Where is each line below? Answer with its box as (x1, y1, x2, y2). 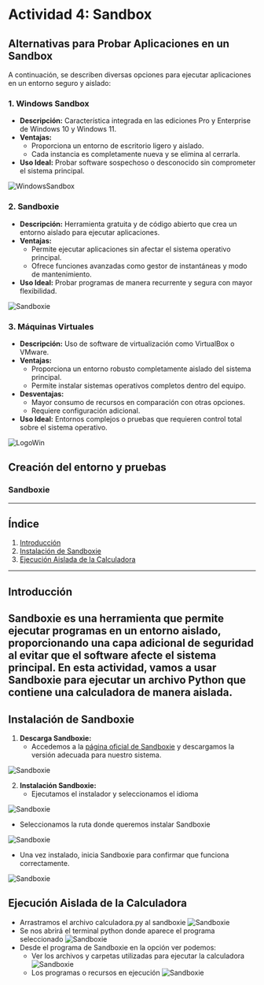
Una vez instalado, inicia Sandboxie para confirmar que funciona (19, 849, 229, 860)
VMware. (19, 347, 49, 356)
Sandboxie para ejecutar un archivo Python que (8, 674, 246, 687)
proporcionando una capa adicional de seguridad (8, 637, 254, 650)
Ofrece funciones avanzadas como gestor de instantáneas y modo (31, 261, 247, 270)
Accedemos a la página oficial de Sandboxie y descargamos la (31, 742, 235, 751)
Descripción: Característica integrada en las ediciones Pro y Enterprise (19, 116, 251, 125)
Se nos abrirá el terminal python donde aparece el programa (19, 926, 215, 935)
